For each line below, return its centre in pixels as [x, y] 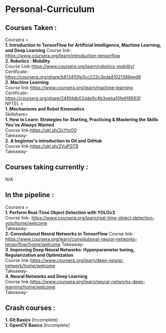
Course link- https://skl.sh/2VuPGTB [42, 146]
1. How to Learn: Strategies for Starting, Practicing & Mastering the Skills [82, 119]
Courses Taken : [31, 28]
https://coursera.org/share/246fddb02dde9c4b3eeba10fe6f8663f [73, 98]
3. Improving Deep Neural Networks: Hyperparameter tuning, [70, 249]
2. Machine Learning [27, 82]
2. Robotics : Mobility [28, 61]
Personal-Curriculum [50, 9]
